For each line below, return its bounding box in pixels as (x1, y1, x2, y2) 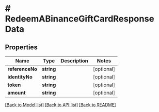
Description (60, 57, 89, 64)
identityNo (7, 74, 32, 80)
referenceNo (7, 66, 37, 72)
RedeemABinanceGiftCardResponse (5, 13, 154, 24)
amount (7, 90, 26, 96)
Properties (5, 43, 38, 51)
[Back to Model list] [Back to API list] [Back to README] (5, 102, 116, 108)
